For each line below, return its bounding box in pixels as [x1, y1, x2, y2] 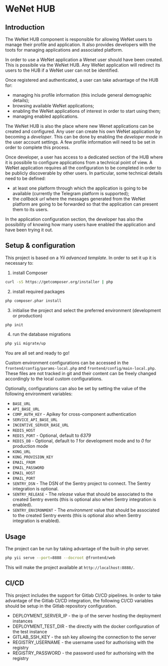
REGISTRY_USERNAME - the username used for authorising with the [12, 639, 154, 645]
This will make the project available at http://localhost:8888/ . [5, 565, 135, 570]
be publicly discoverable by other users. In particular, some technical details [5, 170, 163, 176]
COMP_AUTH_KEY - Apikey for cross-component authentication [12, 411, 136, 417]
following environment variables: [5, 391, 73, 397]
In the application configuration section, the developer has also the [5, 216, 143, 222]
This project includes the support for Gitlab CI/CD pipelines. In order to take [5, 592, 161, 598]
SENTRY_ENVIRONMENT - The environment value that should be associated [12, 507, 159, 513]
